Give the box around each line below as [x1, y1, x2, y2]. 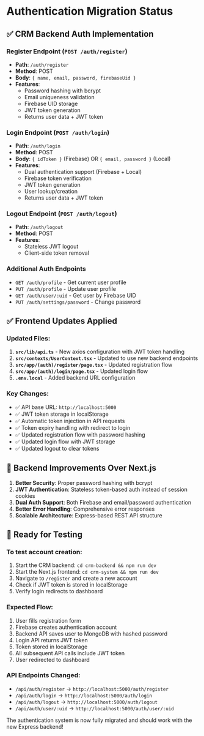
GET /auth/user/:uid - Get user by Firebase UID [15, 291, 136, 299]
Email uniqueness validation [24, 93, 95, 100]
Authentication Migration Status [6, 4, 173, 18]
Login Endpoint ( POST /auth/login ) [6, 128, 110, 137]
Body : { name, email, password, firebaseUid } [15, 73, 136, 81]
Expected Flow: [6, 603, 54, 612]
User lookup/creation [24, 188, 78, 195]
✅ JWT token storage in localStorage [15, 410, 109, 418]
